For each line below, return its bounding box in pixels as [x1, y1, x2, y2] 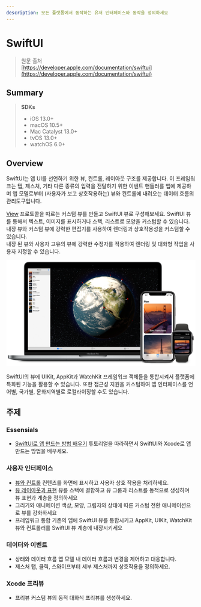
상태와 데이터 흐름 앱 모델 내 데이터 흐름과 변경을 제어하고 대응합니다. [14, 555, 177, 562]
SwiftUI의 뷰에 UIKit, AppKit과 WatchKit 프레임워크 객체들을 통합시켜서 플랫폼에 [6, 373, 195, 380]
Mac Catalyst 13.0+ [29, 128, 78, 135]
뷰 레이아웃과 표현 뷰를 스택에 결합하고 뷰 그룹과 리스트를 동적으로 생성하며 [14, 486, 190, 493]
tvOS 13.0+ [29, 134, 58, 141]
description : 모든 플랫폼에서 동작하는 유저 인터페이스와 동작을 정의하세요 [6, 10, 169, 16]
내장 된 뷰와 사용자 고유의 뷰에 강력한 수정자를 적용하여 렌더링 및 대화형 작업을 [6, 241, 189, 248]
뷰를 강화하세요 [21, 509, 57, 516]
